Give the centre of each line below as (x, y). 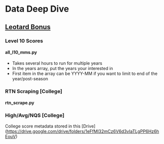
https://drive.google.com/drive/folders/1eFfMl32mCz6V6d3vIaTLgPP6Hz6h (83, 131)
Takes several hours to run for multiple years (57, 63)
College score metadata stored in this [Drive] (50, 126)
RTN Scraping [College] (34, 91)
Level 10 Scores (24, 41)
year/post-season (30, 78)
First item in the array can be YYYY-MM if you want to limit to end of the (85, 73)
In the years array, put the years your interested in (63, 68)
